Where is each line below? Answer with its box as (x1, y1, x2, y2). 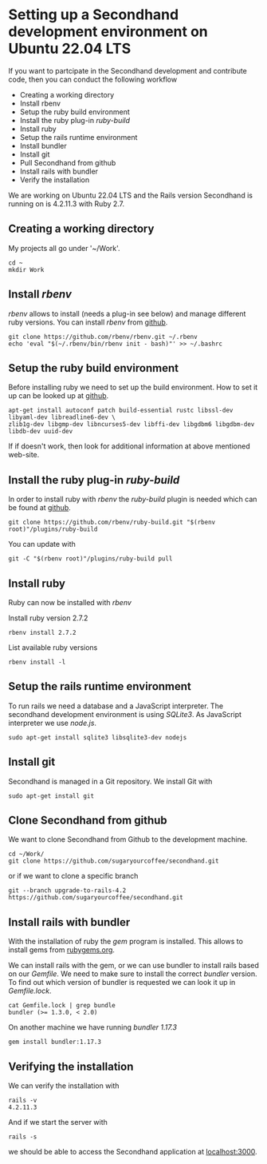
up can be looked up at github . (8, 391, 109, 401)
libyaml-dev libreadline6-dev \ (8, 413, 116, 421)
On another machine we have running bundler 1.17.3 (8, 1022, 178, 1032)
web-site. (8, 450, 40, 460)
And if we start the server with (8, 1118, 108, 1127)
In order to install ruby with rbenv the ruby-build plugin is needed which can (8, 494, 257, 504)
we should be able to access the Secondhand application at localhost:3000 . (8, 1147, 257, 1157)
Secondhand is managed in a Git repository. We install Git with (8, 776, 213, 786)
